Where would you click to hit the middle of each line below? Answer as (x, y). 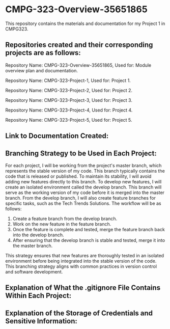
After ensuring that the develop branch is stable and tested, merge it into (89, 240)
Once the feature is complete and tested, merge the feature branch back (89, 229)
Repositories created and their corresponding (79, 45)
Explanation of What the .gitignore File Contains (83, 288)
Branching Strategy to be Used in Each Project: (81, 153)
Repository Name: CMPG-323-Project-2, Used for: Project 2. (69, 90)
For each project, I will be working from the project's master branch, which (83, 165)
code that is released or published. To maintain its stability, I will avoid (78, 176)
